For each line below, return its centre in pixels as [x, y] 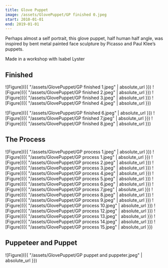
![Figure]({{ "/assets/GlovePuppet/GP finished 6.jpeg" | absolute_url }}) [79, 113]
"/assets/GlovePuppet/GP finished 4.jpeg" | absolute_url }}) [90, 103]
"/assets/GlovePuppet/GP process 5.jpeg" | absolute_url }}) [89, 178]
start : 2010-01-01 [24, 19]
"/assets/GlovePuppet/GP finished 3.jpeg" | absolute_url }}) [90, 98]
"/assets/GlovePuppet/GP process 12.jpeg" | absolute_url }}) [91, 211]
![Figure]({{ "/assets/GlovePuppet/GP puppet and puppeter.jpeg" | [74, 255]
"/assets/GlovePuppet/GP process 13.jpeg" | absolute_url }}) [91, 216]
